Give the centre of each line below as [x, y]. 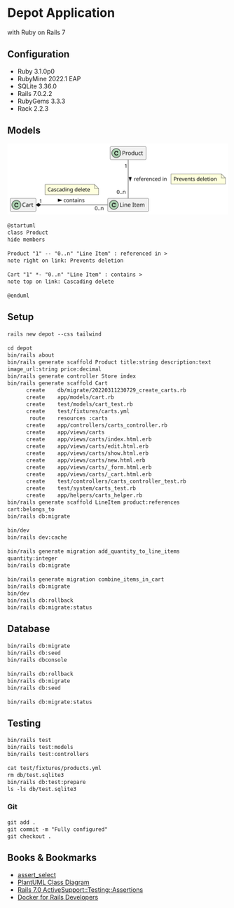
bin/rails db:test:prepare [47, 783]
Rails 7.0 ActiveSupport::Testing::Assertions [80, 889]
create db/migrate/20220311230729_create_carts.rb [106, 390]
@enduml [19, 296]
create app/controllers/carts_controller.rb [97, 425]
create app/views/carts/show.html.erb [87, 453]
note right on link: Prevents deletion [66, 261]
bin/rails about [31, 355]
